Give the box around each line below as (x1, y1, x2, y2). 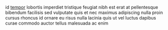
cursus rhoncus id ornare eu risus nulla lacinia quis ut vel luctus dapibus (5, 15, 156, 20)
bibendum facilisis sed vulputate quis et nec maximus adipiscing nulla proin (5, 9, 163, 15)
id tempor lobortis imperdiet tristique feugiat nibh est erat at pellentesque (5, 4, 158, 10)
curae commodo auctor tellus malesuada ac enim (5, 20, 109, 26)
